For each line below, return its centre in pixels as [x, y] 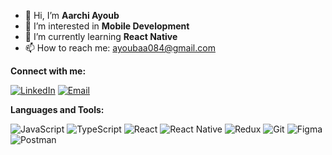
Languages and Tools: [57, 109]
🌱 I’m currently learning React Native [101, 36]
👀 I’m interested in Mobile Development [107, 26]
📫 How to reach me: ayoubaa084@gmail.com [120, 48]
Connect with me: [48, 71]
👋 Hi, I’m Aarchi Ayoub [72, 15]
